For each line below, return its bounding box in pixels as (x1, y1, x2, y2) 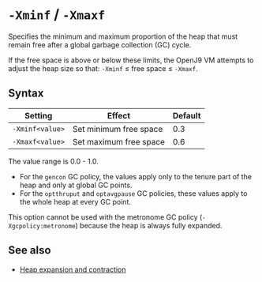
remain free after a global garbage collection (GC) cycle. (8, 39, 192, 49)
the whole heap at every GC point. (19, 197, 132, 206)
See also (8, 243, 51, 258)
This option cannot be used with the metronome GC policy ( (8, 212, 203, 222)
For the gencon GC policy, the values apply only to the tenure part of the (19, 171, 253, 181)
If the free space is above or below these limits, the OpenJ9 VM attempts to (8, 55, 254, 65)
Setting (24, 110, 53, 121)
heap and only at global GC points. (19, 180, 133, 190)
